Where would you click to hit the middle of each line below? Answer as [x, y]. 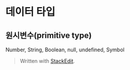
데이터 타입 [30, 12]
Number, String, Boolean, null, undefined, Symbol [65, 50]
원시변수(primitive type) [49, 35]
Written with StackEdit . [47, 61]
